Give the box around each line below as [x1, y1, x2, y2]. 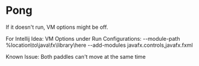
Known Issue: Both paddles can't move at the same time [5, 53, 146, 60]
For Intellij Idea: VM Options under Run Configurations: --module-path [5, 35, 180, 42]
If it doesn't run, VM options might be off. [5, 23, 108, 31]
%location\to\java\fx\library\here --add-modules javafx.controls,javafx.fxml [5, 41, 193, 49]
